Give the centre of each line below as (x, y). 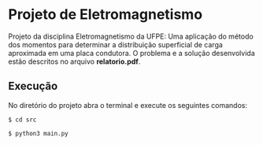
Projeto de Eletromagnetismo (106, 15)
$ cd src (22, 120)
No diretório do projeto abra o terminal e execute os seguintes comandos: (128, 105)
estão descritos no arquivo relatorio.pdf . (74, 61)
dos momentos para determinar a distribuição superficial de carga (115, 44)
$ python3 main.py (38, 133)
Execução (33, 86)
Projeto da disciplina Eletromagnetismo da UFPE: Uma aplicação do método (131, 36)
